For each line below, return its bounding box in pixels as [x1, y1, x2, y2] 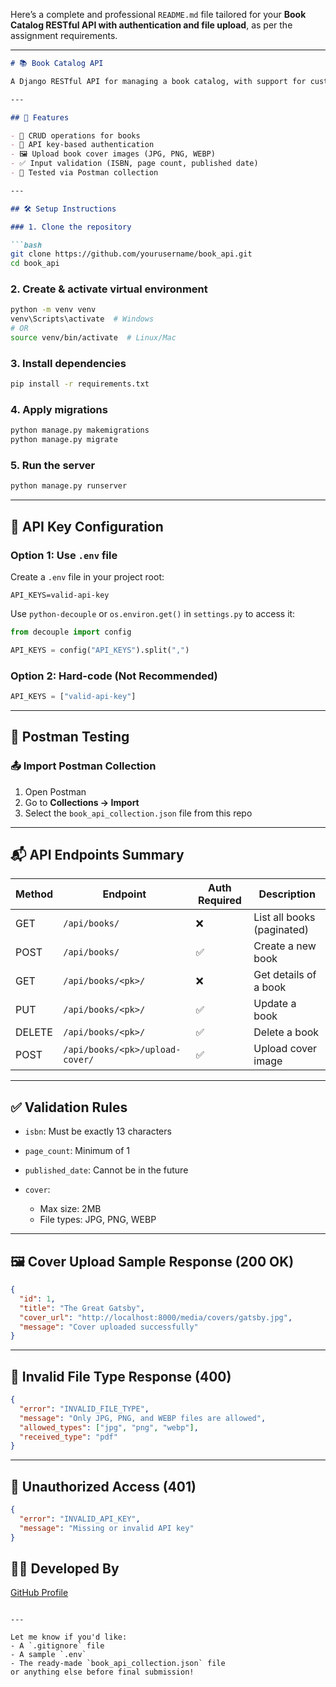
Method [15, 887, 54, 901]
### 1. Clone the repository [10, 222, 132, 232]
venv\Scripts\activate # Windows [10, 314, 155, 324]
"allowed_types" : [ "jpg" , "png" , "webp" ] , [19, 1422, 199, 1433]
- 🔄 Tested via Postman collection [10, 168, 159, 178]
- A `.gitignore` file [10, 1641, 105, 1651]
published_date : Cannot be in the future [24, 1164, 189, 1176]
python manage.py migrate [10, 435, 118, 445]
